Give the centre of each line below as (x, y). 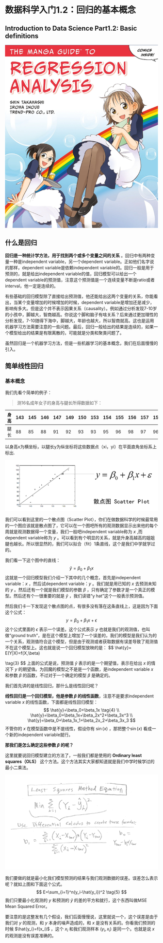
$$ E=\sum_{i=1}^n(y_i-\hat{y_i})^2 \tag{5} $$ (81, 892)
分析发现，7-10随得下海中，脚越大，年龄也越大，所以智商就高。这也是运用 (80, 321)
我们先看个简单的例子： (28, 393)
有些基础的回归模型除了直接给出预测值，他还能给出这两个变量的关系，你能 (79, 296)
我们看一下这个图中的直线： (33, 560)
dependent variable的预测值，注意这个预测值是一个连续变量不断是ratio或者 (80, 280)
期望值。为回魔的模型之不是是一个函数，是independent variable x (88, 669)
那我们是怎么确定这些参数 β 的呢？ (39, 745)
